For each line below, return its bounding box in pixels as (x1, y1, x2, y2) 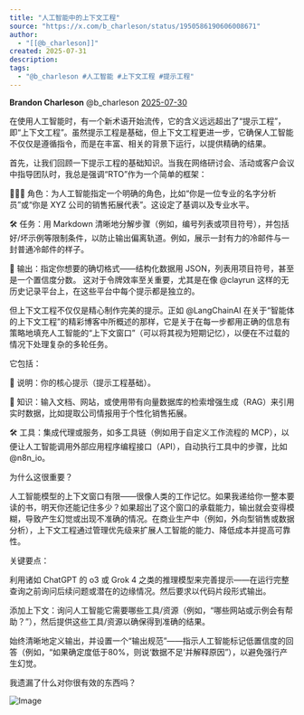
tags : (9, 64, 30, 73)
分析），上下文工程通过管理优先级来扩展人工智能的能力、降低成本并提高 (9, 524, 275, 535)
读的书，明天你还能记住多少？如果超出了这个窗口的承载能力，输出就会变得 (9, 502, 287, 513)
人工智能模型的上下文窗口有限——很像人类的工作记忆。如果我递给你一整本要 (9, 490, 295, 502)
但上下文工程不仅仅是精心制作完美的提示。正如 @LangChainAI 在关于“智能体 (9, 305, 295, 315)
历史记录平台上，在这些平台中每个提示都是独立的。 (9, 286, 200, 296)
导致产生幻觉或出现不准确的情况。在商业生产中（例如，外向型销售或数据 (24, 513, 295, 524)
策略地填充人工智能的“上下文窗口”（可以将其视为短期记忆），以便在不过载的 (9, 327, 290, 338)
